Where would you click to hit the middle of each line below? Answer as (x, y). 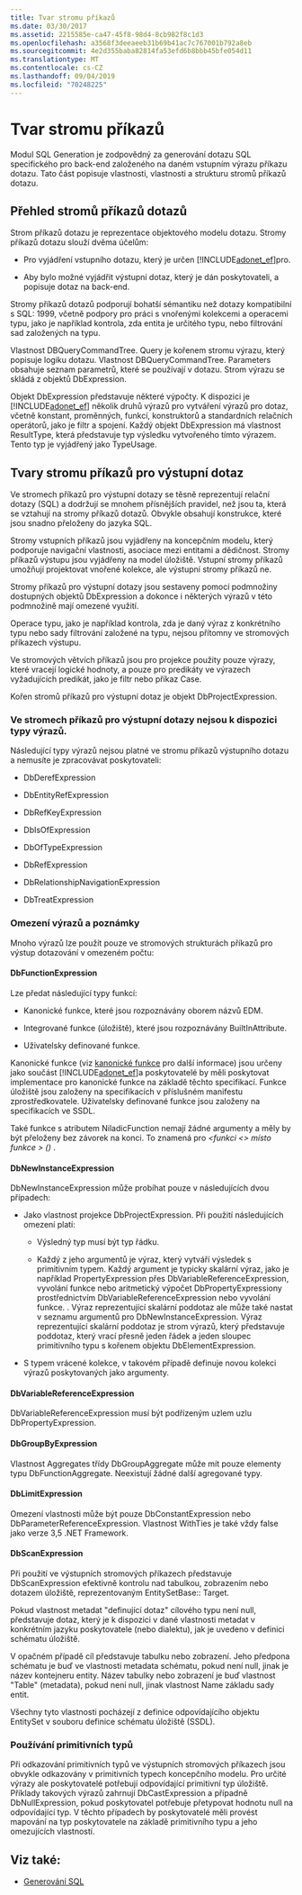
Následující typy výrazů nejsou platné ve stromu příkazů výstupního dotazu (150, 751)
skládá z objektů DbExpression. (68, 379)
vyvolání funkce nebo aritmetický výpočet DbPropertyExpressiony (159, 1288)
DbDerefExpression (59, 778)
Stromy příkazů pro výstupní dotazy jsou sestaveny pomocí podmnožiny (144, 587)
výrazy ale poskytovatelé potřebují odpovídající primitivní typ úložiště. (139, 1783)
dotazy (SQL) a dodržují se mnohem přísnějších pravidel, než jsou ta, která (148, 504)
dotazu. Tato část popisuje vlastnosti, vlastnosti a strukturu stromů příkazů (148, 173)
